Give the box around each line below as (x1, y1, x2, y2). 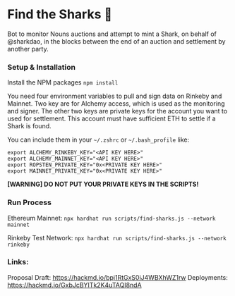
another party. (7, 44, 49, 53)
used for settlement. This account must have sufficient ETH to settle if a (7, 114, 217, 123)
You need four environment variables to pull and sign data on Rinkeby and (7, 92, 222, 101)
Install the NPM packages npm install (7, 78, 119, 87)
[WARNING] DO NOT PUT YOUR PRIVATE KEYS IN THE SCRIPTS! (7, 180, 199, 189)
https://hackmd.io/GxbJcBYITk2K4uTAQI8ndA (7, 280, 143, 289)
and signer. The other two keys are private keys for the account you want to (7, 107, 228, 116)
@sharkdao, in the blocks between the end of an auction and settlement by (7, 37, 226, 45)
